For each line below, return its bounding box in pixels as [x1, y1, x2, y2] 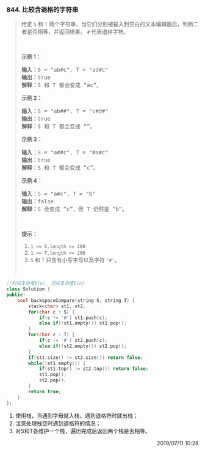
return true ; [28, 388, 62, 394]
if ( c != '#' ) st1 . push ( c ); [38, 314, 108, 321]
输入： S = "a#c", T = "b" [21, 190, 96, 197]
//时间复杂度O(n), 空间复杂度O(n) [6, 281, 85, 287]
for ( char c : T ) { [28, 332, 75, 338]
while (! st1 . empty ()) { [28, 360, 86, 366]
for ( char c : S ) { [28, 309, 75, 315]
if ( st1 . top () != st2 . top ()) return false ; [38, 366, 149, 372]
